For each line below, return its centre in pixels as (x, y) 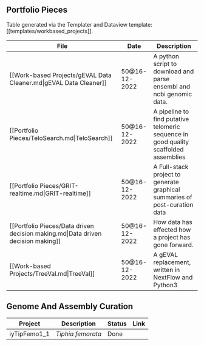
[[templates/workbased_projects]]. (49, 31)
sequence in (171, 134)
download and (174, 71)
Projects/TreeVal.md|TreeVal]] (52, 273)
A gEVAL (165, 255)
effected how (172, 230)
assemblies (169, 157)
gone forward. (173, 245)
